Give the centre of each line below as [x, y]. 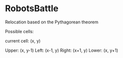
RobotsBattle [32, 9]
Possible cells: [19, 31]
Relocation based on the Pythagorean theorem [52, 22]
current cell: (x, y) [23, 41]
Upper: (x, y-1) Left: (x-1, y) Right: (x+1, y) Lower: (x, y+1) [61, 50]
